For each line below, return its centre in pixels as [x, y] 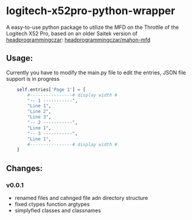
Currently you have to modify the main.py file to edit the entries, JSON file [96, 73]
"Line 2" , [39, 111]
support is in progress [33, 78]
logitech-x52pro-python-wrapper [91, 11]
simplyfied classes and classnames [58, 210]
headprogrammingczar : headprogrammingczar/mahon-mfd [78, 40]
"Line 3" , [39, 117]
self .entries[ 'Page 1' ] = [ [51, 90]
